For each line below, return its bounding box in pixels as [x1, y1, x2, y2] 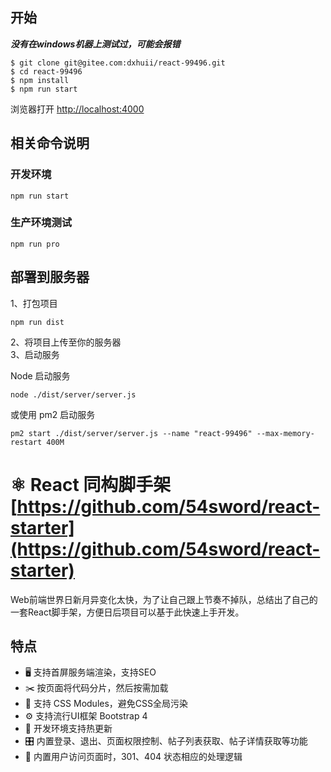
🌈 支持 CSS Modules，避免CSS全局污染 [24, 698, 189, 710]
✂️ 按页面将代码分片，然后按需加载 [24, 682, 169, 694]
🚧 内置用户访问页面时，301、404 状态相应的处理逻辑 [24, 751, 243, 763]
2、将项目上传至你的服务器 [10, 336, 122, 348]
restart [10, 437, 43, 447]
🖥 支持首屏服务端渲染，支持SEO [24, 666, 157, 678]
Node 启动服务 [10, 369, 71, 382]
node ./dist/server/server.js [10, 389, 137, 400]
